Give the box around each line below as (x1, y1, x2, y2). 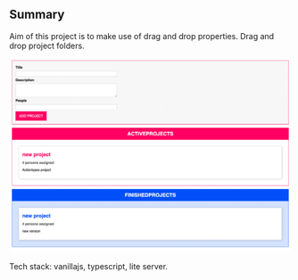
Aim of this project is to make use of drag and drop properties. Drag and (9, 30, 275, 41)
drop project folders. (9, 40, 85, 51)
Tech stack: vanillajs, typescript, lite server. (9, 260, 168, 271)
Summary (9, 7, 65, 22)
